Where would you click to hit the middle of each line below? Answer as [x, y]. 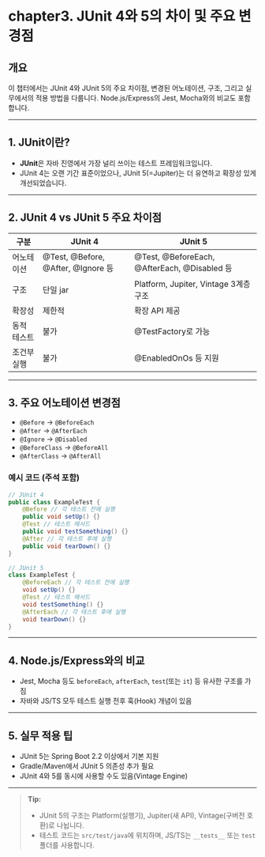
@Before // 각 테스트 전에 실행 [69, 510]
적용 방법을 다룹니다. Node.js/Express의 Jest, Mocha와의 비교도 [136, 98]
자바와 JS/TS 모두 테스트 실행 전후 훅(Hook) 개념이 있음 [106, 701]
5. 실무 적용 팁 [41, 736]
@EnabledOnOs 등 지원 [176, 358]
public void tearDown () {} [67, 546]
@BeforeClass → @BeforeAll [64, 447]
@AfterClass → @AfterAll [60, 456]
